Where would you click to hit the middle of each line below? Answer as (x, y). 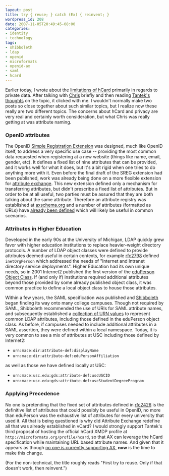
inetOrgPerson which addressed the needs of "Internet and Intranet (75, 261)
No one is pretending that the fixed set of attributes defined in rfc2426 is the (85, 404)
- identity (17, 33)
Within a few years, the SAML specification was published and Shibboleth (82, 297)
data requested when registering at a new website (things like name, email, (83, 157)
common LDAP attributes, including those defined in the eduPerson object (82, 319)
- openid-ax (18, 66)
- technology (19, 38)
